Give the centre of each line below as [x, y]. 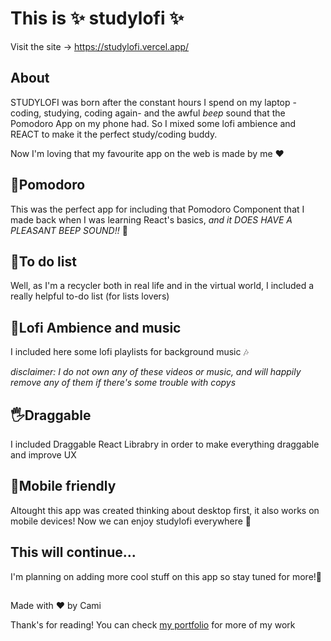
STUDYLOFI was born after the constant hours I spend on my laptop [150, 102]
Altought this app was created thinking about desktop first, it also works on [165, 510]
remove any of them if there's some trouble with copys [123, 383]
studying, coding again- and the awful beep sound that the [164, 113]
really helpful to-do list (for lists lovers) [90, 296]
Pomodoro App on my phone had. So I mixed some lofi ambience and [153, 123]
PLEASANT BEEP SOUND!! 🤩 [69, 230]
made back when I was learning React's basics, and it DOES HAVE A [151, 219]
